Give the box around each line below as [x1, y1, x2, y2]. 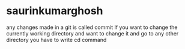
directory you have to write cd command [6, 36, 107, 43]
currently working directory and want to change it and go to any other [6, 30, 179, 37]
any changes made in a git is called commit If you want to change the [6, 24, 178, 31]
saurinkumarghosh [6, 4, 103, 18]
